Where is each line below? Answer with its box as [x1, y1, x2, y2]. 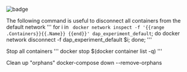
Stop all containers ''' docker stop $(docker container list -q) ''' [6, 48, 162, 55]
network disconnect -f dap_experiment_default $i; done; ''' [6, 36, 152, 43]
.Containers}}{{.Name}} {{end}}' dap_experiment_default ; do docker [6, 30, 180, 37]
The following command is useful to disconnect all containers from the [6, 17, 181, 24]
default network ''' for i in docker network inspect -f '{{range [6, 24, 165, 30]
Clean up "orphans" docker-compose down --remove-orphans [6, 60, 162, 66]
